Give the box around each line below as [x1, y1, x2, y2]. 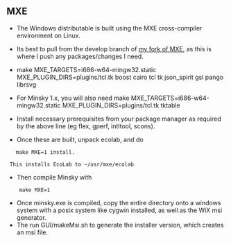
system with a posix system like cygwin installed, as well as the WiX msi [16, 206, 223, 214]
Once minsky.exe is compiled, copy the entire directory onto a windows [16, 198, 221, 207]
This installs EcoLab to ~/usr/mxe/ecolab [9, 161, 135, 168]
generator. [16, 213, 46, 221]
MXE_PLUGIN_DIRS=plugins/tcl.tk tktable [62, 101, 181, 110]
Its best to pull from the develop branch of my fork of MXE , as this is [16, 44, 212, 53]
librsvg [16, 80, 36, 89]
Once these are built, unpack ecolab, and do [16, 135, 144, 144]
